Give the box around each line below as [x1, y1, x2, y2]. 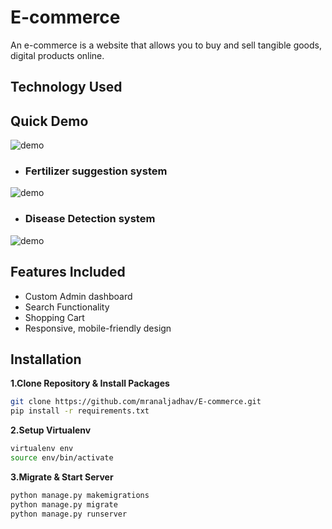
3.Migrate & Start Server [10, 471, 114, 483]
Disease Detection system [24, 212, 156, 226]
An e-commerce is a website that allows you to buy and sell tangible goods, [10, 39, 323, 51]
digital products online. [10, 49, 105, 61]
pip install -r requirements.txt [10, 406, 150, 416]
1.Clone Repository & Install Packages [10, 377, 170, 390]
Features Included [10, 264, 126, 281]
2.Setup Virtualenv [10, 424, 92, 436]
